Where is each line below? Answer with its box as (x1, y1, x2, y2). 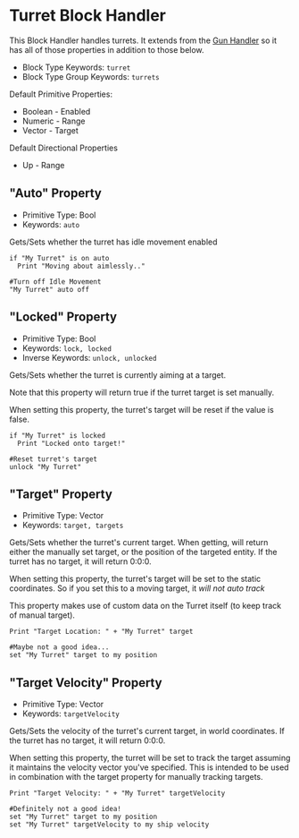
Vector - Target (21, 124, 79, 135)
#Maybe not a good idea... (9, 643, 110, 652)
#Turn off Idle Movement (9, 277, 102, 286)
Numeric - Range (21, 115, 86, 126)
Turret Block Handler (9, 5, 167, 26)
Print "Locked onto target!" (17, 439, 126, 448)
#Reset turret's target (9, 454, 98, 464)
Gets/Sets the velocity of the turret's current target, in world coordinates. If (9, 726, 286, 737)
